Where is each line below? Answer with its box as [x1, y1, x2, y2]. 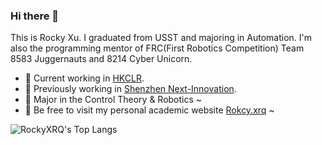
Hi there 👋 [10, 9, 60, 23]
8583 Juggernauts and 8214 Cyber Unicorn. [10, 53, 193, 65]
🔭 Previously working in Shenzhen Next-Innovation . [24, 83, 237, 95]
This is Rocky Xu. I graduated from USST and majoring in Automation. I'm [10, 32, 313, 44]
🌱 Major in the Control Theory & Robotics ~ [24, 94, 203, 106]
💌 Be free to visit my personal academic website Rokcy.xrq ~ [24, 104, 275, 116]
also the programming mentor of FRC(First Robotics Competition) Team [10, 42, 305, 54]
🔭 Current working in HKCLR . [24, 72, 145, 84]
